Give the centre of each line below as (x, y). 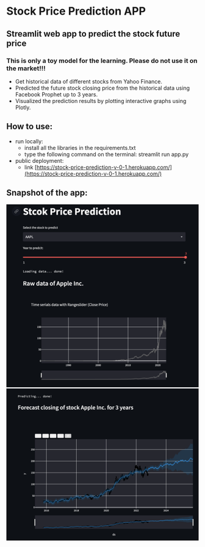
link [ (31, 167)
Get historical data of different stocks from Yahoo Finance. (89, 81)
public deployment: (39, 160)
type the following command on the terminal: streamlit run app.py (106, 154)
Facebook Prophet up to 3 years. (56, 94)
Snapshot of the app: (47, 193)
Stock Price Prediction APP (76, 11)
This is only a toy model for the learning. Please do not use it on (102, 60)
